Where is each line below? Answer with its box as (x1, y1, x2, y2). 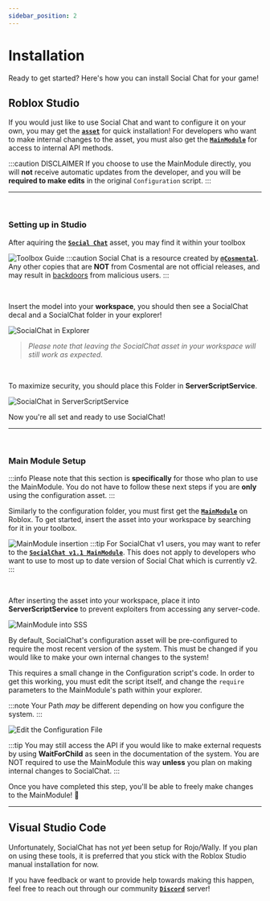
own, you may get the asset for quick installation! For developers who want (8, 126, 257, 136)
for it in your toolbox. (8, 523, 78, 533)
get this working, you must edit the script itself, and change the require (8, 677, 245, 686)
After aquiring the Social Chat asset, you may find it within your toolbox (8, 237, 246, 247)
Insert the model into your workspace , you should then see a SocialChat (8, 301, 249, 311)
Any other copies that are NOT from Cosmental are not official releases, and (8, 261, 260, 271)
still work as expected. (27, 349, 103, 359)
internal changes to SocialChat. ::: (8, 766, 121, 776)
